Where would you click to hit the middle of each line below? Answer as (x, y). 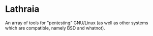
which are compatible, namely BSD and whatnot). (55, 28)
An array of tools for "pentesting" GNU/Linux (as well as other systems (77, 23)
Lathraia (22, 9)
